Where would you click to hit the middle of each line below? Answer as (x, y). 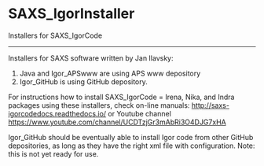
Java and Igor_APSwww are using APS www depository (110, 73)
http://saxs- (211, 105)
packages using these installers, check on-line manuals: (99, 105)
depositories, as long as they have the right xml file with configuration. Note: (132, 146)
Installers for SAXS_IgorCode (55, 35)
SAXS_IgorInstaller (71, 14)
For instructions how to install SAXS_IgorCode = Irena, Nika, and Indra (121, 97)
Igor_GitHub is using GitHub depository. (83, 81)
